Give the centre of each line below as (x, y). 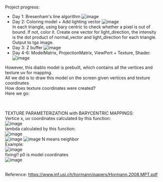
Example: (14, 144)
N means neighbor (60, 139)
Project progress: (22, 7)
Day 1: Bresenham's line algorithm (46, 16)
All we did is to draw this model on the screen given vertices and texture (78, 78)
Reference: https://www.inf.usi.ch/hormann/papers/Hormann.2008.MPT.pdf (81, 174)
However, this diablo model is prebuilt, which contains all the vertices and (79, 67)
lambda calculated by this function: (40, 129)
